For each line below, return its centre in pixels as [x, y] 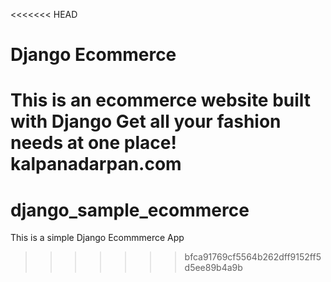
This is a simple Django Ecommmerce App [97, 238]
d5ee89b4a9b [213, 268]
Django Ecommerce [93, 55]
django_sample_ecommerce [130, 210]
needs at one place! [93, 143]
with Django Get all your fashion [146, 121]
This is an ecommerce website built [161, 100]
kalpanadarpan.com [96, 164]
